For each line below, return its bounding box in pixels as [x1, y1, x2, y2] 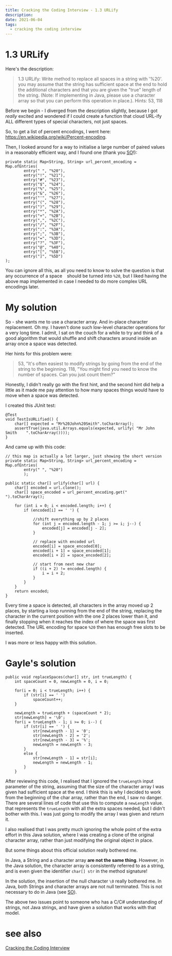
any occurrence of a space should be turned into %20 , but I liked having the [5, 273, 167, 279]
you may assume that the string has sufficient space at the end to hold [17, 81, 167, 87]
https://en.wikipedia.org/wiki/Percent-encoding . [5, 134, 107, 140]
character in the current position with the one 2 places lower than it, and [5, 613, 158, 619]
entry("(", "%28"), [24, 200, 66, 205]
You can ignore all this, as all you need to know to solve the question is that [5, 267, 164, 274]
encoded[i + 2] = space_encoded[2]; [32, 553, 111, 558]
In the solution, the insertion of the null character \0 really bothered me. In [5, 878, 162, 884]
